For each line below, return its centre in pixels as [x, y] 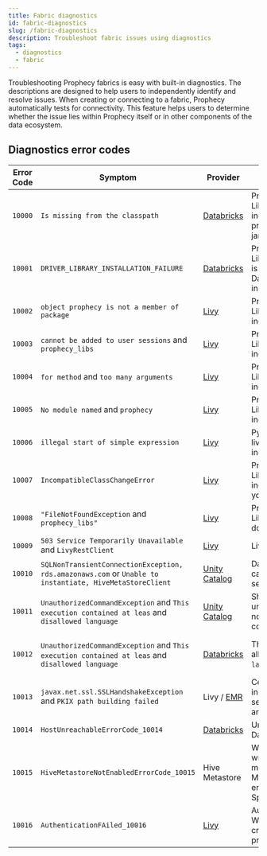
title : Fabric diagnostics [53, 16]
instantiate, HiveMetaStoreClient [106, 582]
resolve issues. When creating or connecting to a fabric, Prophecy [116, 99]
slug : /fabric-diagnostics [53, 30]
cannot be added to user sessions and [114, 340]
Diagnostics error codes [69, 150]
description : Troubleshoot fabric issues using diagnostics [110, 38]
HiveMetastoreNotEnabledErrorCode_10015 [118, 772]
